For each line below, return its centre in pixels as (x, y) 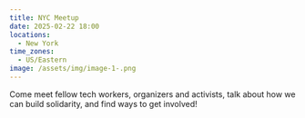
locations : (30, 34)
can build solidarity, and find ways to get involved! (103, 103)
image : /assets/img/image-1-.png (73, 69)
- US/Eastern (42, 60)
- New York (38, 43)
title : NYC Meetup (44, 18)
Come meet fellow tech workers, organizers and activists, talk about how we (152, 94)
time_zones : (32, 52)
